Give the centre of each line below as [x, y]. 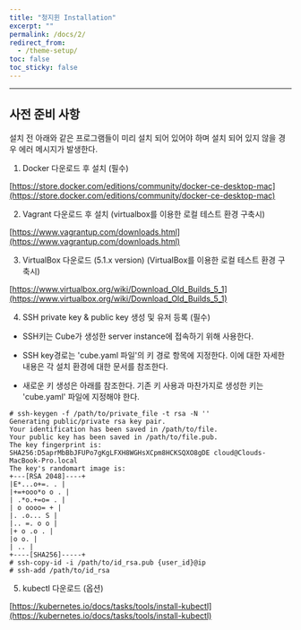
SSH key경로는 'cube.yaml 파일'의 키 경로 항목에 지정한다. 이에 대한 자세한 [153, 355]
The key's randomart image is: [68, 468]
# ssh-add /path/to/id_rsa [60, 570]
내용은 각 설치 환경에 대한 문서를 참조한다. [95, 366]
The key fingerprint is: [56, 444]
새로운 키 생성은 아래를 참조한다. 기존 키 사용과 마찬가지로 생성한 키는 [143, 385]
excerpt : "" [31, 26]
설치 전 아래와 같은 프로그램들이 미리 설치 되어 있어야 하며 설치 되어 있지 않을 [143, 138]
